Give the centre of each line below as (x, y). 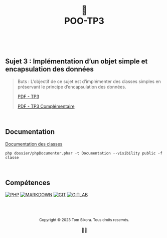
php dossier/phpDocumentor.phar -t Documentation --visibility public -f (84, 153)
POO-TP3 (84, 21)
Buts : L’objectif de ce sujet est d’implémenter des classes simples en (89, 81)
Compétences (28, 182)
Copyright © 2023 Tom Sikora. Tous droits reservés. (84, 220)
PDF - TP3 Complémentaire (46, 106)
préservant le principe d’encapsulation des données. (72, 87)
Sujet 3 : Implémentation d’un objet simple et (76, 62)
